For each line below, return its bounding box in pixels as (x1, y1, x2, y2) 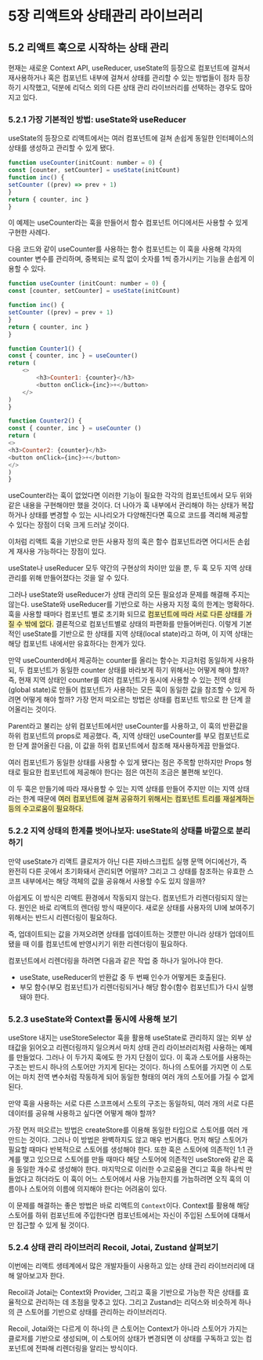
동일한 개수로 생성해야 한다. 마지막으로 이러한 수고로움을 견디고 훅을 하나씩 (16, 1164, 244, 1174)
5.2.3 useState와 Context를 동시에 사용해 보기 (8, 1014, 178, 1025)
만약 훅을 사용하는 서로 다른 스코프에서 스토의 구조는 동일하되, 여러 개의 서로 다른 (8, 1099, 254, 1108)
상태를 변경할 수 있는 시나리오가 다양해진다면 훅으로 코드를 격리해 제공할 (28, 510, 249, 520)
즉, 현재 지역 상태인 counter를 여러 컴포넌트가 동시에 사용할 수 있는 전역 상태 (8, 675, 241, 685)
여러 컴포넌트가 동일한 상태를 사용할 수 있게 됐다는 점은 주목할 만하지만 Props (8, 758, 244, 767)
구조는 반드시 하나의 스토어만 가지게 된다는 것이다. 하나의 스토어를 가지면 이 (8, 1062, 238, 1072)
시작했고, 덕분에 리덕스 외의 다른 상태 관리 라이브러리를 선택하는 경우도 (22, 83, 238, 92)
